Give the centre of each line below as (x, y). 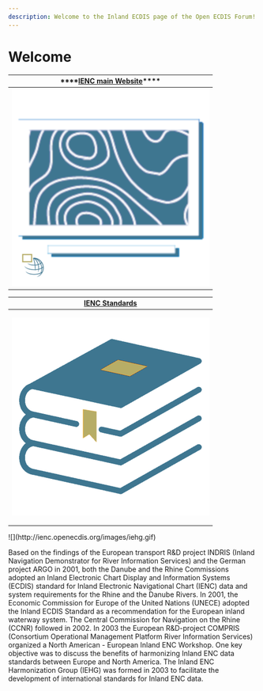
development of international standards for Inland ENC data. (106, 679)
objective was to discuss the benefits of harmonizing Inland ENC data (121, 654)
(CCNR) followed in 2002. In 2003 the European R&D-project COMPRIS (124, 628)
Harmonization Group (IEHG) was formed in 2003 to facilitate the (114, 670)
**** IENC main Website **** (111, 81)
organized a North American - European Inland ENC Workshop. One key (125, 645)
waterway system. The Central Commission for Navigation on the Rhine (124, 620)
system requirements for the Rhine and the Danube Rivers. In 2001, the (123, 594)
